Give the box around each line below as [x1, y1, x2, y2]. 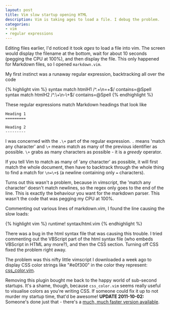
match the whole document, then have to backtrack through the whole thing [5, 164, 164, 170]
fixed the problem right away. [5, 247, 67, 253]
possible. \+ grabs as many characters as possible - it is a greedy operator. [5, 149, 162, 155]
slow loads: [5, 211, 29, 216]
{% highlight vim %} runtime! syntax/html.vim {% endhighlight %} [5, 221, 143, 227]
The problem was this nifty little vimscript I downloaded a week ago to [5, 257, 152, 262]
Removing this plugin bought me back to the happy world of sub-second [5, 277, 157, 283]
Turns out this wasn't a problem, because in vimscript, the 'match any [5, 179, 151, 185]
